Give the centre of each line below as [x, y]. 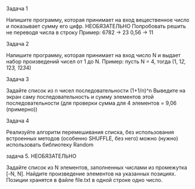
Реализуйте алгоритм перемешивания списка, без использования [90, 132]
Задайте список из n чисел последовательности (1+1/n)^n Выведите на [96, 90]
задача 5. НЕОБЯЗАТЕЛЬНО [41, 156]
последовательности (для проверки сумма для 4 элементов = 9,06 [92, 103]
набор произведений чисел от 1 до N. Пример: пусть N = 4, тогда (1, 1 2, [96, 62]
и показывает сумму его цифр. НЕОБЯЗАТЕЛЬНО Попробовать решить [96, 26]
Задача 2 [18, 44]
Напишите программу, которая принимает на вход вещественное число [98, 20]
